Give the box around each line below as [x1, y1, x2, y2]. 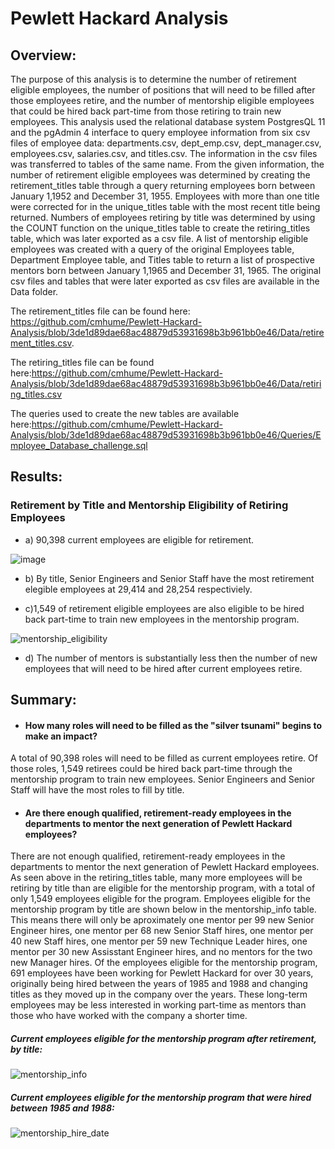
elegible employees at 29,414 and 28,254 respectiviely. [24, 583, 253, 595]
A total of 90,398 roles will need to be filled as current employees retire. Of [10, 752, 318, 764]
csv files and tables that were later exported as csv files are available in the [10, 275, 320, 287]
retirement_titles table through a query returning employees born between [10, 180, 316, 191]
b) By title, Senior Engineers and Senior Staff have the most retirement [24, 572, 315, 584]
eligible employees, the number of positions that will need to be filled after [10, 84, 316, 96]
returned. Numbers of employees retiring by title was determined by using [10, 212, 316, 223]
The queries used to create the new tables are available [10, 408, 240, 419]
